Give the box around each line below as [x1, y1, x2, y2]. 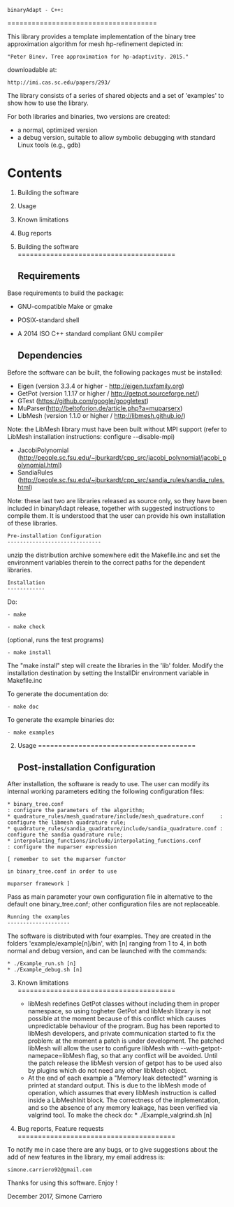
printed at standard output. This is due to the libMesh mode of [27, 1081, 207, 1090]
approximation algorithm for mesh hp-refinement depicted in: [7, 40, 184, 48]
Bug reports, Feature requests [17, 1125, 104, 1133]
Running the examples [7, 913, 71, 920]
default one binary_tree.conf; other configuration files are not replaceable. [7, 900, 220, 909]
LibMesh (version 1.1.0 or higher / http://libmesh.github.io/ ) [17, 411, 187, 419]
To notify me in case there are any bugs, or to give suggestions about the [7, 1145, 219, 1154]
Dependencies [17, 349, 82, 361]
